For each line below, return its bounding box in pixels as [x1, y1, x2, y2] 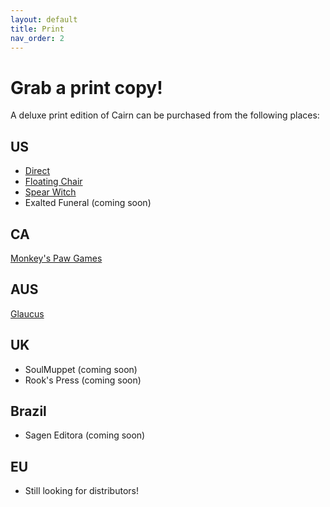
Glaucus [10, 307, 45, 320]
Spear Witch [24, 186, 77, 198]
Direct [24, 165, 51, 177]
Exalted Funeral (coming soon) [24, 197, 152, 209]
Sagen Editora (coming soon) [24, 429, 146, 441]
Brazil [10, 402, 47, 420]
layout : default [10, 14, 78, 25]
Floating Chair [24, 176, 83, 188]
